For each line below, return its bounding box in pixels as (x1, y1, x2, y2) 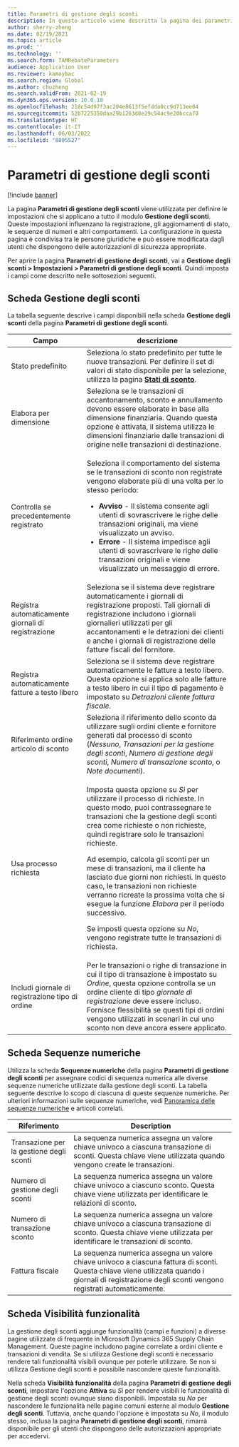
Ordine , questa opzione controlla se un (86, 978, 216, 988)
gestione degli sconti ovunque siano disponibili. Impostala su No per (7, 1393, 208, 1402)
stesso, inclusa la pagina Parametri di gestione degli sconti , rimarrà (7, 1416, 208, 1425)
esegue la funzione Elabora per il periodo (86, 899, 225, 908)
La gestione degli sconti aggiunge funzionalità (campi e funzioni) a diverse (7, 1326, 226, 1335)
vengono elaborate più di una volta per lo (86, 476, 224, 486)
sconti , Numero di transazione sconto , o (86, 757, 221, 767)
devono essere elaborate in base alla (86, 404, 210, 414)
